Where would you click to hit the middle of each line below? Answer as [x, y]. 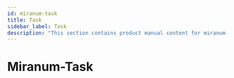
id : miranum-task [32, 13]
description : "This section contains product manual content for [104, 33]
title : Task [24, 20]
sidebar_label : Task [37, 26]
